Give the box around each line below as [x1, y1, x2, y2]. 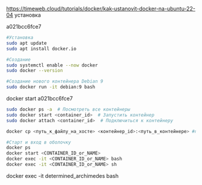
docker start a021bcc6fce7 [6, 95, 73, 102]
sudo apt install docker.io [6, 46, 77, 51]
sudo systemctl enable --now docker [6, 62, 98, 68]
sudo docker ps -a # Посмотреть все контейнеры [6, 107, 130, 113]
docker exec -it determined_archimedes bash [6, 172, 119, 179]
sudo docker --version [6, 68, 63, 74]
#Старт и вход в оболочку [6, 139, 71, 145]
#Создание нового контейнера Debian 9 [6, 78, 103, 84]
